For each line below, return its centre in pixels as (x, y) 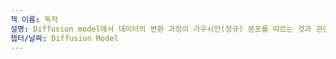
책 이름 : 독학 (34, 19)
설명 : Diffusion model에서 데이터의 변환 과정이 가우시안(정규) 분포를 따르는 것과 (161, 29)
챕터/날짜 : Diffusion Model (64, 38)
